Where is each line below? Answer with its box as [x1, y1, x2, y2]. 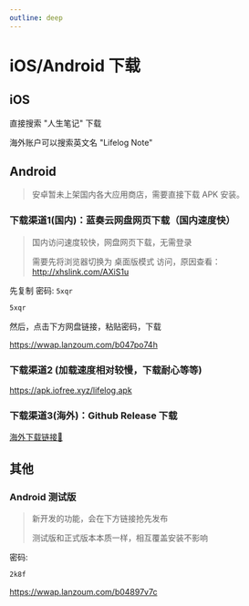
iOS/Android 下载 [9, 56, 141, 76]
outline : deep [9, 13, 64, 23]
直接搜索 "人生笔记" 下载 [9, 118, 102, 128]
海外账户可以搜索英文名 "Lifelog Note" [9, 137, 153, 148]
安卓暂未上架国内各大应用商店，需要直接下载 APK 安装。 [31, 189, 244, 200]
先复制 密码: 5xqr [9, 284, 73, 296]
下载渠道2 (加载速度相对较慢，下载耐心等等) [9, 364, 202, 376]
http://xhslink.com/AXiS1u [31, 266, 130, 277]
